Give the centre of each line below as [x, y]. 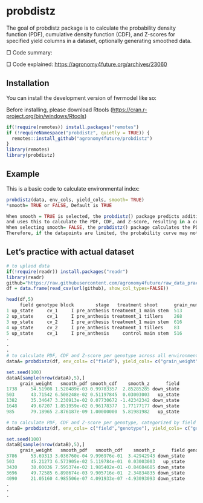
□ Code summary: [29, 52]
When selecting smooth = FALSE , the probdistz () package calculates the [98, 228]
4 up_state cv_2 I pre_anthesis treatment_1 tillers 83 [93, 327]
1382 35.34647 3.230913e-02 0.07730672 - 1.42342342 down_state [93, 401]
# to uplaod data [28, 266]
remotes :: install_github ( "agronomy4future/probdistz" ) [82, 138]
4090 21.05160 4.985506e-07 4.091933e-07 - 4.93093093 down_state [96, 478]
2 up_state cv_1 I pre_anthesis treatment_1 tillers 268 [94, 316]
